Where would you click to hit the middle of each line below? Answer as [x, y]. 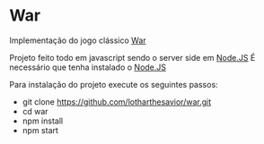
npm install [43, 121]
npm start [40, 130]
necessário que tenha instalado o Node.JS [88, 67]
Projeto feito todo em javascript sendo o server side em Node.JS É [132, 57]
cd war [35, 111]
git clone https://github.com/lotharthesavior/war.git [117, 102]
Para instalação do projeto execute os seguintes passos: [114, 84]
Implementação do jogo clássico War [78, 40]
